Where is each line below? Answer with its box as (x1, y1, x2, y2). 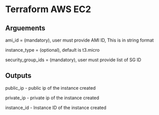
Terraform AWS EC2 (5, 4, 91, 15)
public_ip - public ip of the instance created (5, 85, 96, 91)
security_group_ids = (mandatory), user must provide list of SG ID (5, 57, 141, 63)
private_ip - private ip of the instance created (5, 95, 99, 101)
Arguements (5, 24, 45, 32)
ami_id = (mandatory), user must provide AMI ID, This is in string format (5, 37, 154, 43)
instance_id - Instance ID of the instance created (5, 104, 107, 110)
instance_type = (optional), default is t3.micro (5, 47, 100, 53)
